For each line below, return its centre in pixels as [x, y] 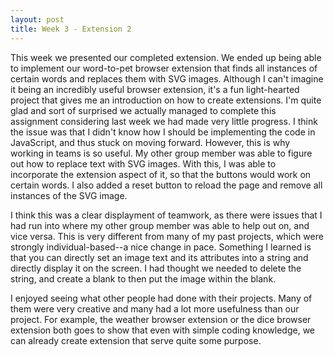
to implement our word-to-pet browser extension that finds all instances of [164, 68]
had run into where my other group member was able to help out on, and [160, 225]
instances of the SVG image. [69, 195]
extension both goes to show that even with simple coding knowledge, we [162, 330]
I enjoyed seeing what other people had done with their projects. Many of [161, 298]
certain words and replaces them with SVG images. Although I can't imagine [167, 78]
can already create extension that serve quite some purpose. [136, 340]
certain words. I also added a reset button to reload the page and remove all [166, 185]
